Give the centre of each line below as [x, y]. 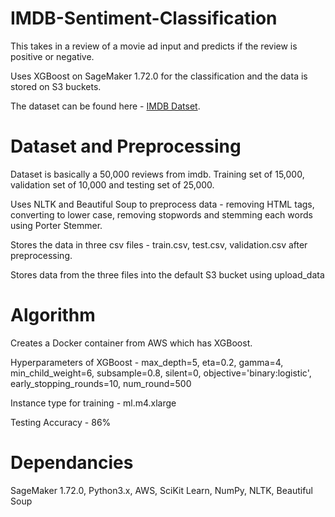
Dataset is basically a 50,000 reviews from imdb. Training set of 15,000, [157, 174]
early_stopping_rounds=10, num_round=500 [101, 383]
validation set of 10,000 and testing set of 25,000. [112, 184]
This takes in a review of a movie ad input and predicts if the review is [154, 46]
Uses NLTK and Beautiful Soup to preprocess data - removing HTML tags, [162, 204]
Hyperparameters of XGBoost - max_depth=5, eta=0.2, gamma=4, [147, 362]
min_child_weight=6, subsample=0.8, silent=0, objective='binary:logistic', [161, 373]
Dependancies [72, 463]
